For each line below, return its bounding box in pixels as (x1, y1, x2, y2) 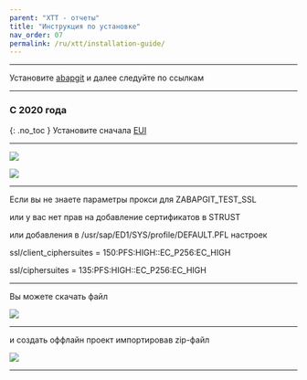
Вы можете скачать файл (9, 290, 108, 301)
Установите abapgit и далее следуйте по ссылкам (9, 72, 205, 83)
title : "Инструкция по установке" (9, 22, 142, 31)
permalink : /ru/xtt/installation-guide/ (9, 38, 166, 48)
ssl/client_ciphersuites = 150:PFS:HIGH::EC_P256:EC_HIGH (9, 247, 231, 258)
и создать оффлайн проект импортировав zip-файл (9, 334, 210, 345)
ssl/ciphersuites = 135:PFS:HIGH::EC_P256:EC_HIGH (9, 264, 207, 275)
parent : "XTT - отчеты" (9, 13, 101, 23)
